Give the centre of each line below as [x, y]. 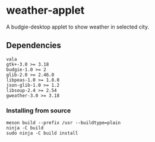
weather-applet [45, 10]
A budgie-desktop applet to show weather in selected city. [78, 27]
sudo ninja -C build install [42, 133]
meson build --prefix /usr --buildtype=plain [63, 123]
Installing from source [39, 111]
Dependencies [34, 45]
